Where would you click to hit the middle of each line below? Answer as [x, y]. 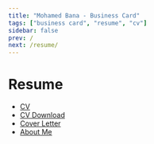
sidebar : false [33, 30]
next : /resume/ [33, 45]
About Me [36, 132]
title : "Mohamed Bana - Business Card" [74, 16]
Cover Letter [40, 123]
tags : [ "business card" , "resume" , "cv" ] [78, 23]
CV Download [42, 115]
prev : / [21, 38]
